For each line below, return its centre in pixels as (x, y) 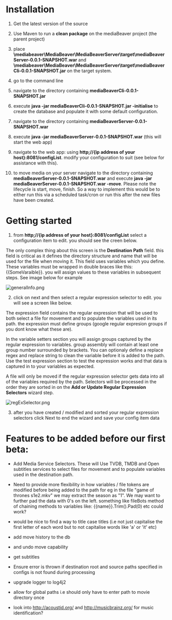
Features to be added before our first (86, 439)
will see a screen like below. (42, 303)
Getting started (39, 221)
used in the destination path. (43, 474)
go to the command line (38, 80)
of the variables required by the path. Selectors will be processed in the (81, 381)
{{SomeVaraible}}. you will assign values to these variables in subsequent (83, 272)
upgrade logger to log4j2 (39, 582)
